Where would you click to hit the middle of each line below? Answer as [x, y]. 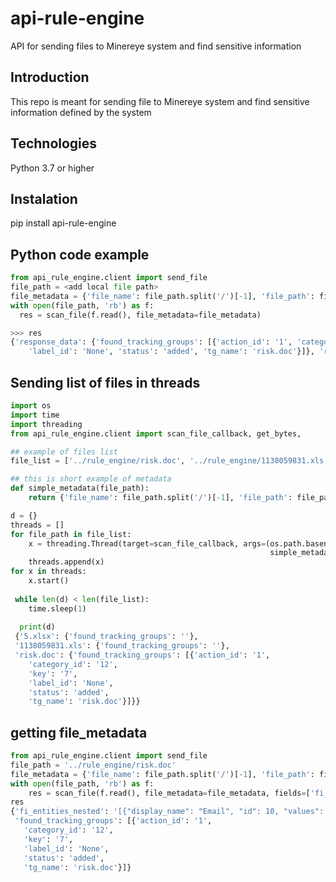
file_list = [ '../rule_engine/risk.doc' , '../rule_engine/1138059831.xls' [169, 461]
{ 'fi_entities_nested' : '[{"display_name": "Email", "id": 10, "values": [167, 812]
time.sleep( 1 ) [57, 608]
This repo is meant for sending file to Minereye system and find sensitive [160, 101]
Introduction [50, 77]
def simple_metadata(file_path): [80, 488]
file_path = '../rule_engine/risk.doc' [93, 765]
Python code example [80, 254]
